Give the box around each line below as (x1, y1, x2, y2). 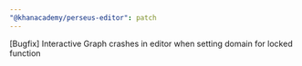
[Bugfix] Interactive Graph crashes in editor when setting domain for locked (9, 38, 294, 49)
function (9, 47, 41, 59)
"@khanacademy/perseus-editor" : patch (9, 13, 157, 23)
